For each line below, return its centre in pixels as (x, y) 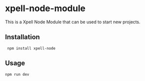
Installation (22, 37)
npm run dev (17, 74)
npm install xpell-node (31, 48)
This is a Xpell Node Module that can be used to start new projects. (73, 22)
